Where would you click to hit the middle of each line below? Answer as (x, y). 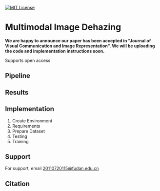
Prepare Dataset (29, 131)
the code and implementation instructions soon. (55, 51)
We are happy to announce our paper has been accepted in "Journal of (78, 40)
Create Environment (32, 121)
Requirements (26, 126)
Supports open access (28, 60)
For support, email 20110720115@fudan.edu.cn (52, 169)
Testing (20, 136)
